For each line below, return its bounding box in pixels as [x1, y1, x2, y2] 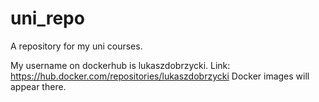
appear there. [10, 80, 67, 92]
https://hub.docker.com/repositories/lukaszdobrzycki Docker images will [10, 70, 310, 82]
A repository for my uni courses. [10, 40, 143, 52]
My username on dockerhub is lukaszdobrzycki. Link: [10, 59, 231, 71]
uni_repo [10, 7, 85, 30]
